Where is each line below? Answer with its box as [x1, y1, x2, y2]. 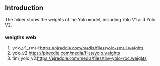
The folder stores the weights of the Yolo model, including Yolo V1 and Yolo [5, 16, 156, 22]
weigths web [5, 34, 36, 41]
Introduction [5, 4, 44, 12]
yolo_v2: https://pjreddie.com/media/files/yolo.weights [12, 50, 120, 56]
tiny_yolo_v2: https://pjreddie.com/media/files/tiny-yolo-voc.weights [12, 55, 147, 61]
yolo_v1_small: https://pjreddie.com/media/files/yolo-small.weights [12, 45, 144, 51]
